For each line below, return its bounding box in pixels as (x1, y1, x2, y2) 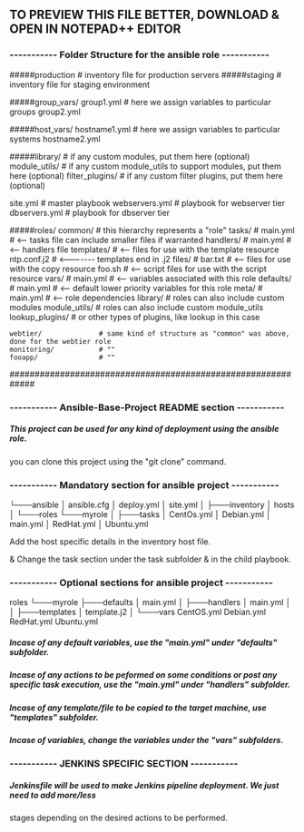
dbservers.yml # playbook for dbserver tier (9, 207, 171, 218)
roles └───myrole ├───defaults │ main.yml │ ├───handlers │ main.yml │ (9, 597, 291, 608)
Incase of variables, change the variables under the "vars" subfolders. (9, 734, 284, 745)
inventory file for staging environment (9, 79, 151, 90)
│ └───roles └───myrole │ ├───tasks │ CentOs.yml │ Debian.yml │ (9, 508, 272, 520)
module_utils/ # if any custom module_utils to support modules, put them (9, 161, 281, 171)
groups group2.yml (9, 106, 82, 117)
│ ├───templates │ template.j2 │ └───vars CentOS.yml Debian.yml (9, 607, 266, 618)
